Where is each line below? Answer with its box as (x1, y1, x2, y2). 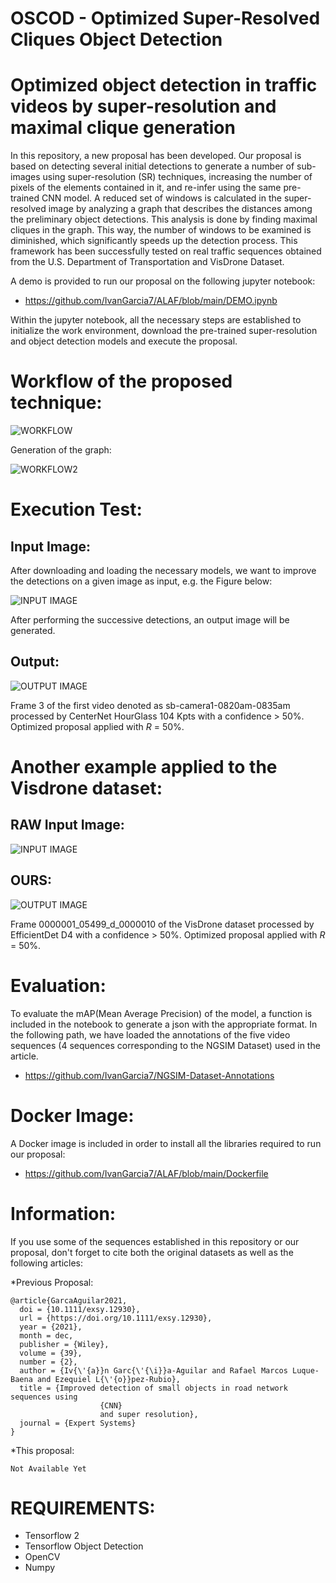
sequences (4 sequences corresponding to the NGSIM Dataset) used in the (10, 1039, 321, 1051)
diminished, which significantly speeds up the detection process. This (10, 235, 298, 247)
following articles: (10, 1257, 84, 1269)
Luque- (292, 1365, 320, 1376)
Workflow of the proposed (10, 370, 233, 393)
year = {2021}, (19, 1322, 83, 1332)
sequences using (10, 1392, 78, 1402)
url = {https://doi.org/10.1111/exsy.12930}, (19, 1313, 213, 1323)
